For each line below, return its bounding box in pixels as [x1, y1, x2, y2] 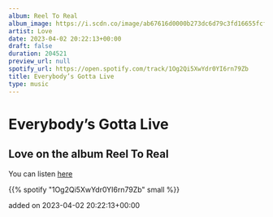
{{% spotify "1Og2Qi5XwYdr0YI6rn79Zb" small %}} [8, 184, 180, 194]
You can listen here [8, 168, 73, 179]
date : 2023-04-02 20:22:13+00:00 [8, 34, 122, 43]
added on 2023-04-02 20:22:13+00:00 [8, 200, 141, 210]
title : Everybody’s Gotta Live [8, 72, 115, 80]
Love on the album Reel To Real [8, 147, 169, 161]
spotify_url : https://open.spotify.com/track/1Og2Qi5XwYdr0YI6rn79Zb [8, 65, 249, 73]
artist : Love [8, 27, 53, 35]
